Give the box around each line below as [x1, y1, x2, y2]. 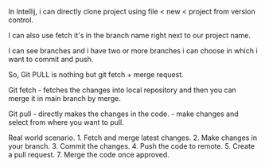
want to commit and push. [8, 55, 94, 64]
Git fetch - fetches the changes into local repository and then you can [8, 85, 236, 95]
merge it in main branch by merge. [8, 94, 121, 103]
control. [8, 15, 34, 25]
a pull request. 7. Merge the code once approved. [8, 150, 170, 159]
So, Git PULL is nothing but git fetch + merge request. [8, 70, 185, 79]
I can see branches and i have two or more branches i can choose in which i [8, 46, 258, 55]
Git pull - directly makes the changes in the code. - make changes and [8, 109, 239, 118]
